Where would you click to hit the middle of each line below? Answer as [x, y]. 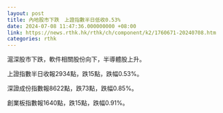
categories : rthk [32, 39]
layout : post [26, 13]
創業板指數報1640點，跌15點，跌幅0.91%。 [68, 103]
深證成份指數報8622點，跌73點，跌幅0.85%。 [72, 88]
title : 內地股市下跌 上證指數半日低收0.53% [64, 20]
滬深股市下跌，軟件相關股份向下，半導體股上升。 [76, 60]
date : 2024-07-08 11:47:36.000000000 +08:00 [72, 26]
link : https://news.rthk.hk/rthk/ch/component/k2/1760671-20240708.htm [111, 33]
